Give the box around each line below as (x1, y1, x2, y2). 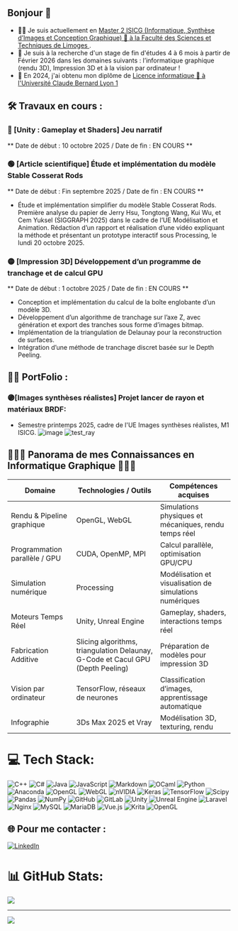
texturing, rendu (159, 722, 214, 732)
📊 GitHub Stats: (7, 868, 104, 884)
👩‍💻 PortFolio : (7, 371, 69, 383)
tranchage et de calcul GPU (7, 268, 103, 277)
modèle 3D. (17, 306, 52, 314)
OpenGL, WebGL (76, 515, 132, 525)
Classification (159, 675, 205, 685)
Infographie (11, 717, 50, 727)
